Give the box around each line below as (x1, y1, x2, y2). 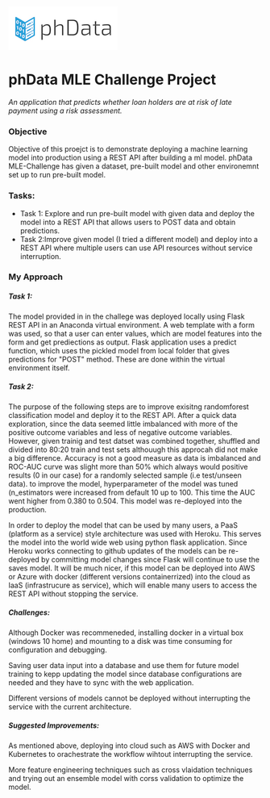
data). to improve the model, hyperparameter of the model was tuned (8, 479, 239, 489)
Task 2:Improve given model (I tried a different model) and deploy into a (19, 234, 258, 244)
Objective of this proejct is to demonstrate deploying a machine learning (8, 144, 248, 154)
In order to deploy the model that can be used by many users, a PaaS (8, 520, 238, 530)
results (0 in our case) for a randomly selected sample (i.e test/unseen (8, 470, 242, 480)
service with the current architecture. (8, 702, 132, 712)
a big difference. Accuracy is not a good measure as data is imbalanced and (8, 453, 261, 463)
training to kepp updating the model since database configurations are (8, 669, 243, 679)
